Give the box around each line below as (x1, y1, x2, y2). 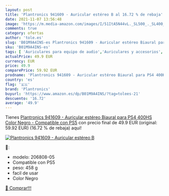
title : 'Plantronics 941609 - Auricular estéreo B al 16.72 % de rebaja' (5, 12, 163, 17)
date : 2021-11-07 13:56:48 (5, 17, 62, 22)
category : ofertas (5, 31, 44, 36)
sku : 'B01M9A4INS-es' (5, 45, 51, 50)
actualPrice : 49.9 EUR (5, 54, 53, 59)
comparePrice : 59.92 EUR (5, 68, 57, 73)
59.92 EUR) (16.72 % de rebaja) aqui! (5, 125, 82, 131)
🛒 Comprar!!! (5, 185, 32, 191)
